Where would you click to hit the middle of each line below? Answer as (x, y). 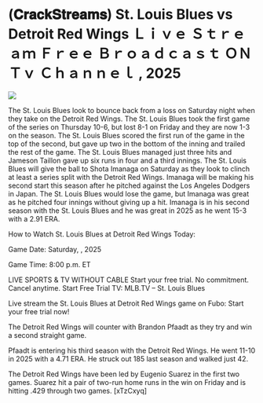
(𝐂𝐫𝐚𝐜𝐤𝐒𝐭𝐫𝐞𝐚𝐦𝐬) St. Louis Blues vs (121, 15)
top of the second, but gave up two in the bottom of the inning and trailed (127, 144)
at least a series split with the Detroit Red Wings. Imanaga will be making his (131, 177)
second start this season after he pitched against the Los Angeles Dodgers (129, 185)
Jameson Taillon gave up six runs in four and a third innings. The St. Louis (128, 160)
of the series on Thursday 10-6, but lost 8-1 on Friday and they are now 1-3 (129, 126)
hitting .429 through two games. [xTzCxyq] (78, 390)
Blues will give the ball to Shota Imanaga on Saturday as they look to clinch (129, 169)
